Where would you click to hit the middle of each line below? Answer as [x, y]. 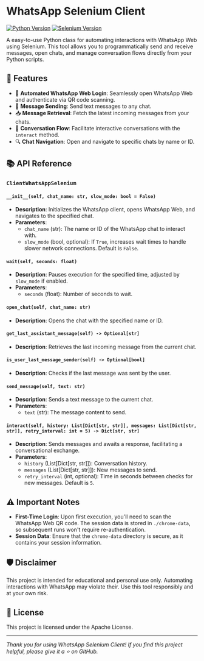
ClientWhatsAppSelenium [42, 183]
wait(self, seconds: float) [42, 261]
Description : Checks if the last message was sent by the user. [93, 373]
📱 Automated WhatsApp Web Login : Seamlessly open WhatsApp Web [104, 93]
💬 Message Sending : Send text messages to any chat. [83, 106]
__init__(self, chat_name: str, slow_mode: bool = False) [81, 196]
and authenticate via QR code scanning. [65, 99]
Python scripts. [25, 59]
